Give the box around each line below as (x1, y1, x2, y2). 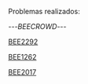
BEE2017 (8, 68, 37, 77)
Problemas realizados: (8, 7, 80, 16)
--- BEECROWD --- (8, 22, 67, 31)
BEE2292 (8, 37, 38, 46)
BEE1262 (8, 53, 37, 61)
